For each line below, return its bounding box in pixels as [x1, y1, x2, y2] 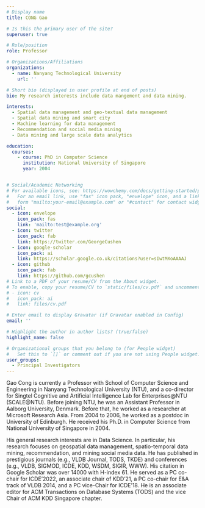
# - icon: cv [6, 290, 40, 296]
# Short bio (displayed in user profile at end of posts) [6, 87, 157, 93]
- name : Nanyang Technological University [12, 70, 121, 76]
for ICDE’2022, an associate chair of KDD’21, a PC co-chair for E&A [20, 475, 189, 482]
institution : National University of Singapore [22, 160, 146, 166]
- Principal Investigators [12, 362, 81, 369]
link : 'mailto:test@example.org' [17, 222, 103, 228]
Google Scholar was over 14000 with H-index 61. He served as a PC [6, 469, 177, 476]
